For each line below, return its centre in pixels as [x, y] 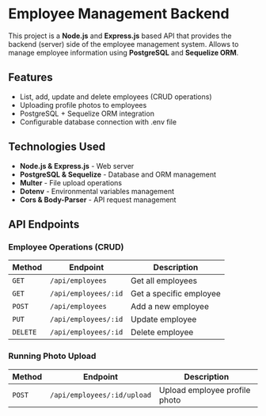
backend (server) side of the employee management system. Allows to [123, 44]
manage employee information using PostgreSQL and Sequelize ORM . [123, 52]
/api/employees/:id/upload [101, 395]
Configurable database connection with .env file [98, 122]
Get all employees [164, 281]
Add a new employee [170, 307]
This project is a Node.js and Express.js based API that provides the [120, 36]
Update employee [163, 319]
